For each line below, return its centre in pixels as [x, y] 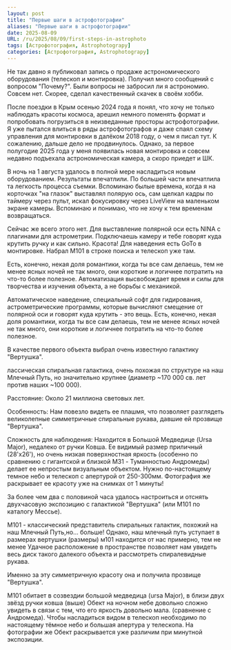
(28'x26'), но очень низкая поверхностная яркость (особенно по [103, 454]
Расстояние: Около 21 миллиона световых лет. [76, 398]
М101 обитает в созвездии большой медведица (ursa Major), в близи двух [116, 595]
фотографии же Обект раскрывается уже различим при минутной [105, 632]
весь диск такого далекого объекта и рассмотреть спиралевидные [107, 554]
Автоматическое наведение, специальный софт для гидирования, [105, 299]
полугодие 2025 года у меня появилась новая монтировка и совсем [109, 151]
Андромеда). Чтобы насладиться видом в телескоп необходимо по [107, 617]
